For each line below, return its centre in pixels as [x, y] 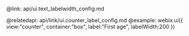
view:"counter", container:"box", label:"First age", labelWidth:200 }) [91, 27]
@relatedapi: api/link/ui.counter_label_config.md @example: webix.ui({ [95, 20]
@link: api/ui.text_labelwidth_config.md [55, 9]
